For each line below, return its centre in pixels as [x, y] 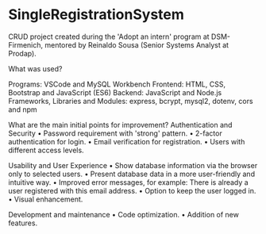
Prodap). [23, 53]
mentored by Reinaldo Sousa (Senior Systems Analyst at [137, 44]
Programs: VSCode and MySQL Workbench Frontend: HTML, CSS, [117, 84]
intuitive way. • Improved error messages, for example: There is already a [128, 182]
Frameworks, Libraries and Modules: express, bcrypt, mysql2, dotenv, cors [131, 101]
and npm [23, 109]
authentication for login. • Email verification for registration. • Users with [127, 141]
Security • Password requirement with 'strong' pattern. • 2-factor [115, 133]
